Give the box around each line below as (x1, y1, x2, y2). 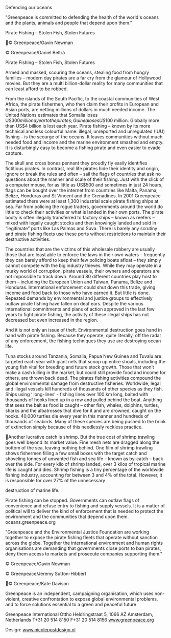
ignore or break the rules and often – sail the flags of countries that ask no (5, 171, 161, 177)
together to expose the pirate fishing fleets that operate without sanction (5, 534, 158, 540)
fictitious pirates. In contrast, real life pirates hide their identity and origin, (5, 166, 160, 171)
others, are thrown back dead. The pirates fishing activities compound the (5, 375, 161, 381)
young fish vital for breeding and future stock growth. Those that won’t (5, 364, 154, 370)
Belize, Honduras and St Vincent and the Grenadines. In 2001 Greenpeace (5, 193, 161, 199)
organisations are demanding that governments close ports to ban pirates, (5, 545, 161, 551)
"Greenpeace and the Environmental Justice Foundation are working (5, 529, 150, 535)
